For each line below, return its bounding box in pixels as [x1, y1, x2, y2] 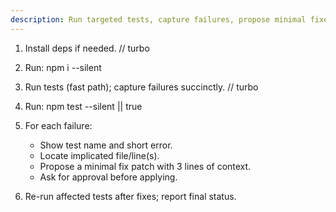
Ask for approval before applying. [39, 171, 178, 183]
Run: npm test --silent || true [24, 100, 143, 112]
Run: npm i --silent [24, 61, 102, 73]
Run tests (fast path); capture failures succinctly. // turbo [24, 81, 259, 93]
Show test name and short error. [39, 139, 173, 151]
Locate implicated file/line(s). [39, 149, 160, 161]
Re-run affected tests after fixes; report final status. [24, 190, 237, 202]
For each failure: [24, 119, 93, 131]
